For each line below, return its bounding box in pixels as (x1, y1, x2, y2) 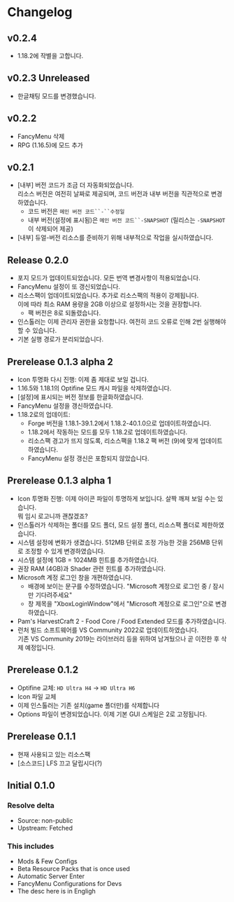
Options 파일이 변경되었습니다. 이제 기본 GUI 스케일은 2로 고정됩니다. (17, 709, 207, 718)
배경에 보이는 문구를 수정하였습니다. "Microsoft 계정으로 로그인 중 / (27, 582, 212, 590)
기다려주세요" (35, 590, 73, 599)
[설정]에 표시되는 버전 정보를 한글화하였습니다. (17, 393, 144, 402)
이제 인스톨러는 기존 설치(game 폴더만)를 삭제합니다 (17, 701, 160, 709)
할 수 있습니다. (17, 327, 57, 335)
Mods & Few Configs (17, 857, 78, 866)
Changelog (7, 4, 73, 20)
